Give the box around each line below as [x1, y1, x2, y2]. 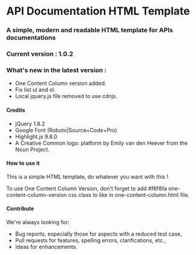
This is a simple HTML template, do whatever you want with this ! [6, 173, 169, 180]
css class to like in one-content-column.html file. [68, 191, 189, 198]
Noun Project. [15, 145, 50, 153]
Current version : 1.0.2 [6, 50, 74, 58]
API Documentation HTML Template [6, 4, 191, 18]
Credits [6, 106, 25, 113]
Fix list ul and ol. [15, 86, 56, 93]
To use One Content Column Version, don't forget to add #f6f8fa [6, 185, 168, 192]
